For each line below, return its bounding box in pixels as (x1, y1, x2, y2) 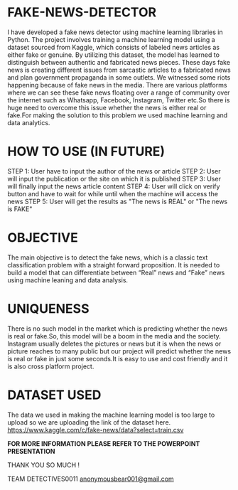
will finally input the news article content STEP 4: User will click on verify (7, 182, 220, 191)
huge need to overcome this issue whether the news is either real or (7, 103, 207, 112)
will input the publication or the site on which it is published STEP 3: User (7, 174, 222, 183)
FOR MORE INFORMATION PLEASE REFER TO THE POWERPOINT (7, 439, 200, 448)
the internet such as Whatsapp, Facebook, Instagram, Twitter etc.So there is (7, 95, 230, 104)
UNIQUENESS (7, 301, 90, 316)
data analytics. (7, 118, 50, 127)
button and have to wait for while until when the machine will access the (7, 189, 219, 198)
